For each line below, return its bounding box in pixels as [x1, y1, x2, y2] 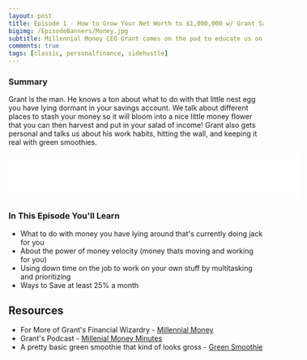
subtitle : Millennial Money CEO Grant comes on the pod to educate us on [8, 34, 263, 43]
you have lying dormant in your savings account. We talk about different [8, 103, 249, 113]
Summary [8, 76, 49, 87]
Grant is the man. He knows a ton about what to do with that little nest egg [8, 95, 257, 104]
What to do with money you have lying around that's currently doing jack [19, 228, 263, 239]
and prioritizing [19, 272, 71, 282]
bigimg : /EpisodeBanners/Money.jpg [8, 27, 129, 35]
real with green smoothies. [8, 138, 97, 147]
